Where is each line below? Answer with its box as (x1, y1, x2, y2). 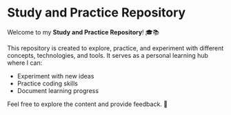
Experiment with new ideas (17, 72, 94, 80)
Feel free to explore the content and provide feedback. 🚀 (7, 100, 168, 108)
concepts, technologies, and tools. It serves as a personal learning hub (7, 51, 209, 59)
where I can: (7, 59, 43, 67)
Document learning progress (17, 86, 99, 94)
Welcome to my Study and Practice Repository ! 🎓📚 (7, 28, 160, 36)
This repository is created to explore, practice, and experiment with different (7, 43, 224, 52)
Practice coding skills (17, 79, 78, 87)
